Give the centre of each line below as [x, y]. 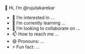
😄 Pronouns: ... [28, 41]
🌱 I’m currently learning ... [39, 23]
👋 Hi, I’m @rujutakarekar [30, 8]
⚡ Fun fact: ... [26, 47]
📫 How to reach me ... [35, 34]
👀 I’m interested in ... [33, 17]
